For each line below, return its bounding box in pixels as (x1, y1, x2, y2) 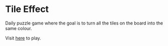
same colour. (5, 25, 32, 31)
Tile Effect (5, 3, 49, 15)
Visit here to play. (5, 35, 41, 41)
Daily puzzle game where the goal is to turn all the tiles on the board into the (5, 20, 163, 26)
